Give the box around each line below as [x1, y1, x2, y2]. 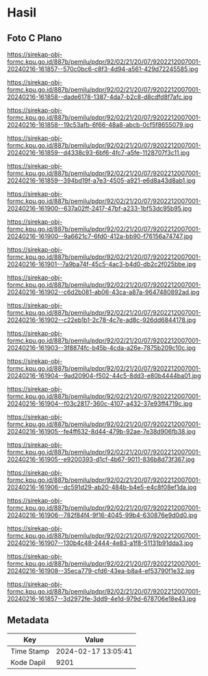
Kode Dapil [10, 657, 46, 667]
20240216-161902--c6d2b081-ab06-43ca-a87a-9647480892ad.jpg [7, 288, 200, 296]
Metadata [7, 614, 49, 626]
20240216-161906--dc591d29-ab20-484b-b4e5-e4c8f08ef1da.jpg [7, 483, 197, 491]
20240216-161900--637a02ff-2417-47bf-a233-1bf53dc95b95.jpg [7, 205, 192, 212]
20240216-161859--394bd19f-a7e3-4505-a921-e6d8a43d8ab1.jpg [7, 176, 196, 185]
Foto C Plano [7, 32, 62, 44]
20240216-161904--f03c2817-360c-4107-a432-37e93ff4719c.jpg [7, 399, 193, 408]
